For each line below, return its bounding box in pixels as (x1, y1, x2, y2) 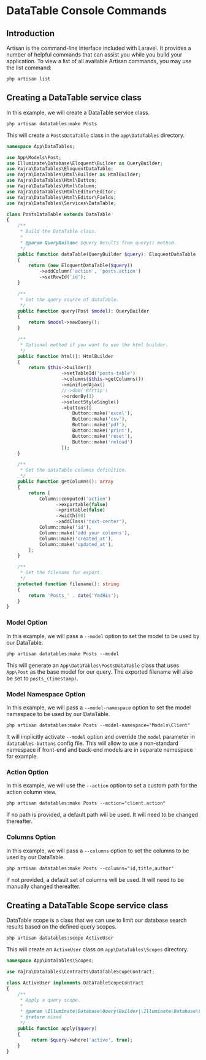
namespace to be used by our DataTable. (6, 710, 110, 717)
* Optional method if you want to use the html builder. (20, 341, 169, 348)
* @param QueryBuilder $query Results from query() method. (20, 240, 177, 246)
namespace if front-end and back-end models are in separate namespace (6, 746, 193, 753)
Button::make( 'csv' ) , (72, 416, 128, 423)
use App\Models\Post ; (6, 154, 62, 160)
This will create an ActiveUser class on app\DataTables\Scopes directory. (6, 946, 189, 953)
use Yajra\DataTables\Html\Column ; (6, 183, 97, 189)
